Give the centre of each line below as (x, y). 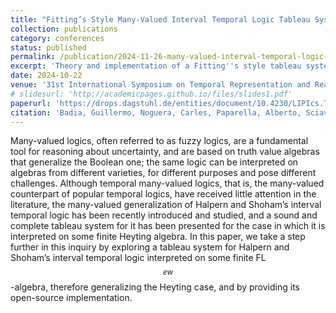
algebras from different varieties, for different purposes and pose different (163, 173)
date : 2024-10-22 (46, 76)
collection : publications (64, 29)
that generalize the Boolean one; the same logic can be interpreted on (154, 162)
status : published (48, 47)
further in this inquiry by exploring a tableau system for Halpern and (150, 247)
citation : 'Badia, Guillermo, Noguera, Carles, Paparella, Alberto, (156, 112)
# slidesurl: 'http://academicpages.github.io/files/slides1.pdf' (151, 94)
